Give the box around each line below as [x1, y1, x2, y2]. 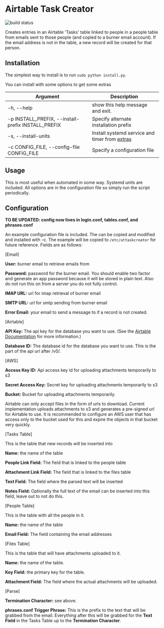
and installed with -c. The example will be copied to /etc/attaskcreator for [5, 237, 156, 243]
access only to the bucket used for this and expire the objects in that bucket [5, 416, 158, 422]
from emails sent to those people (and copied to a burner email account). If [5, 34, 156, 40]
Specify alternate [92, 115, 132, 122]
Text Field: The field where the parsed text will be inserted [5, 479, 123, 484]
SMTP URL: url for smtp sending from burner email [5, 300, 107, 306]
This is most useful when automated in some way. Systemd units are [5, 179, 143, 185]
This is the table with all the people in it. [5, 512, 85, 518]
